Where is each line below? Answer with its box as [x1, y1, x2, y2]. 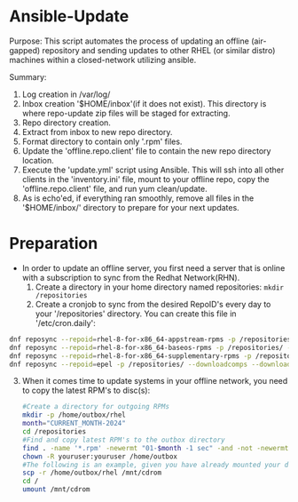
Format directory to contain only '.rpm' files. [21, 136, 183, 147]
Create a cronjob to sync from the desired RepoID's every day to [35, 299, 271, 309]
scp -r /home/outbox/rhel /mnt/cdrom [21, 468, 162, 477]
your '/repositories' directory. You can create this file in [35, 308, 237, 319]
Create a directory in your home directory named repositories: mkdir [35, 282, 285, 292]
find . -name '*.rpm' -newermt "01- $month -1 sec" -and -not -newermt [21, 443, 289, 452]
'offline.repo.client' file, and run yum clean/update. [21, 183, 208, 194]
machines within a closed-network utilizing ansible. [9, 54, 197, 65]
